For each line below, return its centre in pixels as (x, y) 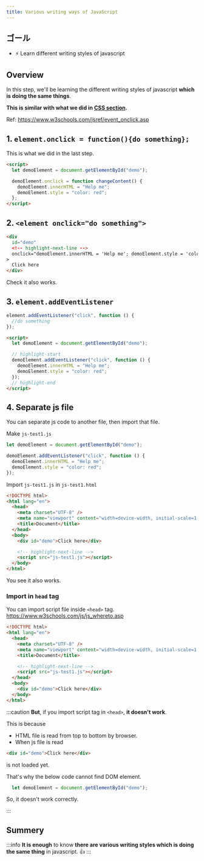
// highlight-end (34, 383)
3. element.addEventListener (60, 302)
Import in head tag (33, 596)
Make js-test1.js (29, 434)
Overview (25, 75)
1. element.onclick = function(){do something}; (98, 138)
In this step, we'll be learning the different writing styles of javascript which (100, 89)
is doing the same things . (39, 96)
